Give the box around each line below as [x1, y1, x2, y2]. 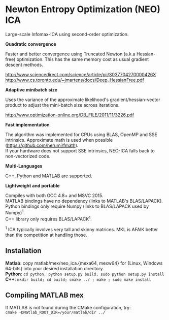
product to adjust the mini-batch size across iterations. [5, 102, 120, 108]
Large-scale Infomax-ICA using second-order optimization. [5, 31, 129, 37]
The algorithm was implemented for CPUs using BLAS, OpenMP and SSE [5, 131, 157, 138]
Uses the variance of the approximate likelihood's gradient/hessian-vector [5, 97, 161, 103]
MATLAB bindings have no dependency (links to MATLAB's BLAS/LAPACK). [5, 198, 163, 204]
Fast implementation [5, 121, 50, 127]
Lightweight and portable [5, 182, 60, 188]
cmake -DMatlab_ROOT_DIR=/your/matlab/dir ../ [5, 310, 106, 315]
